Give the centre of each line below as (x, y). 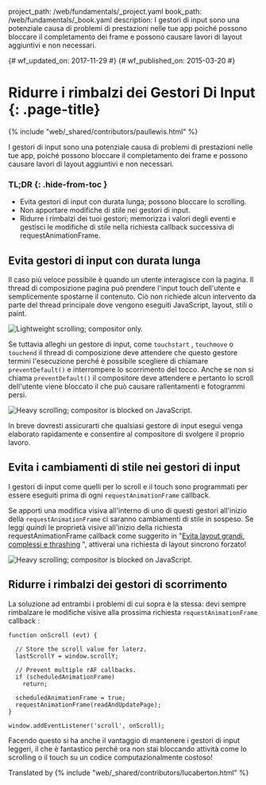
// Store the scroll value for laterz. (81, 649)
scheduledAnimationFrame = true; (71, 698)
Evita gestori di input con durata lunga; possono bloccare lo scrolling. (133, 202)
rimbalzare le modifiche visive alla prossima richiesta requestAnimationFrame (133, 612)
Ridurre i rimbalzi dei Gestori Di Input (132, 93)
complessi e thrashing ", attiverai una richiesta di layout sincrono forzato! (127, 544)
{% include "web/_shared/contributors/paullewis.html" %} (103, 131)
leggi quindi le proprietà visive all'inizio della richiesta (95, 527)
